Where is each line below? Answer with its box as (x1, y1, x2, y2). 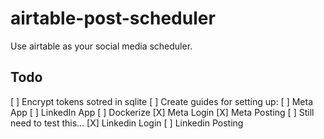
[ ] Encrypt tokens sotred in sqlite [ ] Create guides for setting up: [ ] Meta (10, 95, 314, 107)
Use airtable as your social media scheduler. (10, 40, 193, 52)
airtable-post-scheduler (10, 7, 216, 30)
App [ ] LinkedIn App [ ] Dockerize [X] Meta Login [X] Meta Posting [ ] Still (10, 106, 315, 118)
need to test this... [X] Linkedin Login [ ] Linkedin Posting (10, 117, 244, 129)
